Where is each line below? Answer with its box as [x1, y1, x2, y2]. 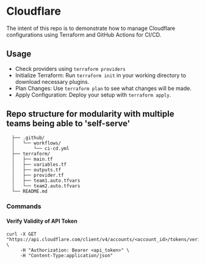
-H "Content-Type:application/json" [20, 252, 113, 258]
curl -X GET [6, 231, 37, 237]
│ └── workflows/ [12, 140, 62, 146]
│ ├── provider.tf [12, 172, 64, 178]
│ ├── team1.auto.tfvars [12, 177, 81, 184]
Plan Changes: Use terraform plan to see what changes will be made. [15, 84, 192, 92]
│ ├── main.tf [12, 156, 53, 162]
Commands [6, 202, 41, 211]
